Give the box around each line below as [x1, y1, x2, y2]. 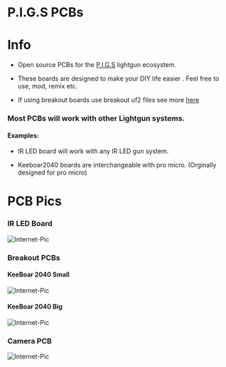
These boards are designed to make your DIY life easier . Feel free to [17, 74, 220, 83]
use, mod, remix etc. [17, 82, 78, 91]
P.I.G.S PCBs [7, 4, 84, 21]
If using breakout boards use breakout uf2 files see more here [17, 95, 200, 104]
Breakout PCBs [7, 252, 60, 262]
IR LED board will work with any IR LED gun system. [17, 147, 169, 155]
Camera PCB [7, 336, 52, 346]
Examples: [7, 131, 39, 140]
